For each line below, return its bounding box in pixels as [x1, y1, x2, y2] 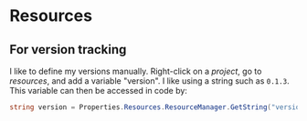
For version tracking [9, 42, 127, 57]
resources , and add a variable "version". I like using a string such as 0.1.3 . [9, 76, 290, 86]
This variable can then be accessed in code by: [9, 86, 187, 96]
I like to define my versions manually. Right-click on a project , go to [9, 66, 262, 76]
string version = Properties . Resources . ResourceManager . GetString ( [9, 103, 272, 112]
